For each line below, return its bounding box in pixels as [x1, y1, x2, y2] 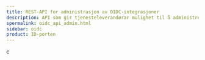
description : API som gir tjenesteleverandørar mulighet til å [6, 15, 171, 21]
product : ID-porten [6, 32, 56, 38]
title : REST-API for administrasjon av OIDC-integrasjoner [6, 8, 160, 15]
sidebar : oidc [6, 25, 43, 32]
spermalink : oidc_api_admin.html [6, 20, 92, 26]
